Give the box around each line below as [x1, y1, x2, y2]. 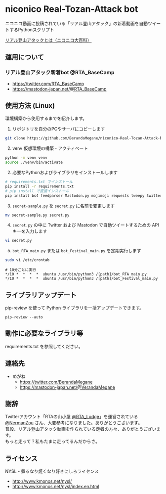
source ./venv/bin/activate [5, 160, 63, 165]
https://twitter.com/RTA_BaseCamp [12, 81, 84, 87]
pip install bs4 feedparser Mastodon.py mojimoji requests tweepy [5, 193, 145, 198]
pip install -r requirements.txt [5, 184, 74, 189]
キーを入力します [12, 228, 47, 234]
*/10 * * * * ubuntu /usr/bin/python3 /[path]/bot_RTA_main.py [5, 272, 147, 277]
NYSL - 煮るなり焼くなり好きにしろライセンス [5, 468, 99, 474]
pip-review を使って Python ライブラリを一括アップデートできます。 [5, 305, 144, 311]
